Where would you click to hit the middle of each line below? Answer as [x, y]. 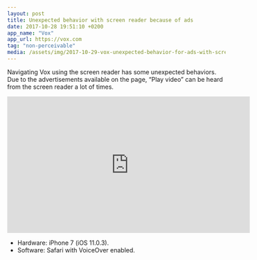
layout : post [26, 14]
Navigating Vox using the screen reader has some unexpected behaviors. [112, 72]
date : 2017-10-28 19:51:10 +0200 [55, 26]
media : [17, 53]
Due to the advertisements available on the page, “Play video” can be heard [115, 79]
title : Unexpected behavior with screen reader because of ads [100, 20]
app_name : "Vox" [30, 33]
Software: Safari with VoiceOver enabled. [76, 250]
